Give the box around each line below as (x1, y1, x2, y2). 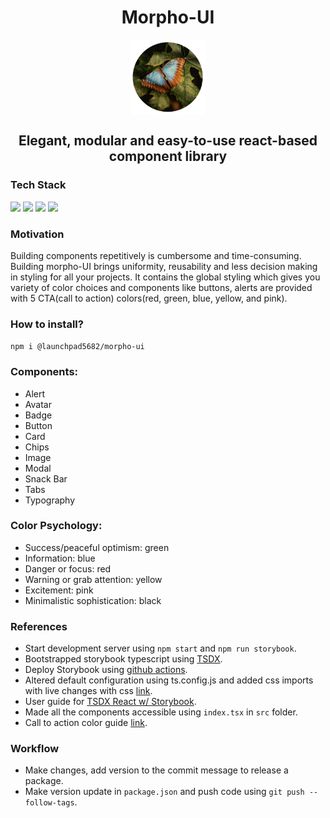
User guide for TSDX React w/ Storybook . (24, 696, 197, 708)
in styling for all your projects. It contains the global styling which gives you (10, 271, 321, 283)
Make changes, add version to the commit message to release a (24, 764, 289, 776)
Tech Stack (10, 178, 67, 192)
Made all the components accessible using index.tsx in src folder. (24, 706, 298, 718)
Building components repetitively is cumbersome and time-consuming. (10, 249, 302, 261)
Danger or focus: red (24, 562, 112, 575)
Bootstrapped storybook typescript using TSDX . (24, 653, 223, 665)
